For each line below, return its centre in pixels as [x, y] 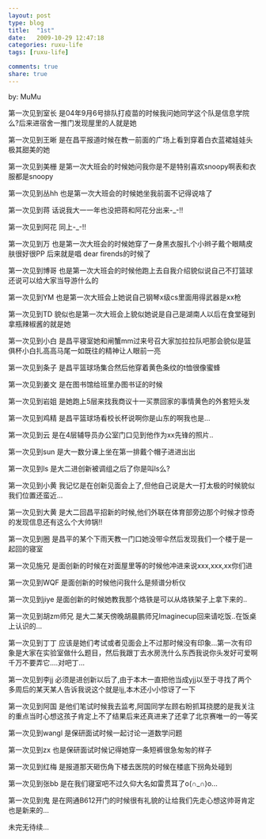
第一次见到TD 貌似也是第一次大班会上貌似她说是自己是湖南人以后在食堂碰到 [132, 314]
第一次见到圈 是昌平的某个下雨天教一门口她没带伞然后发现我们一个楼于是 [127, 539]
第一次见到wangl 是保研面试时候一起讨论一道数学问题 [95, 733]
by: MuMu [25, 97]
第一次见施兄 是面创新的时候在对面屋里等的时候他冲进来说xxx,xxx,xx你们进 [131, 565]
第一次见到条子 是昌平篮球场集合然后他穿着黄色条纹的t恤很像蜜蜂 [114, 367]
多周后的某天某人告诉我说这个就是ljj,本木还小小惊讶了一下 [102, 689]
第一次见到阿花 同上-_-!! [47, 227]
